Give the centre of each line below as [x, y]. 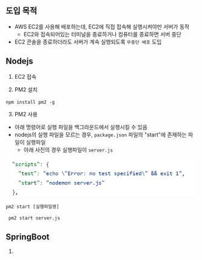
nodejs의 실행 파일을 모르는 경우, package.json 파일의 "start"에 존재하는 [101, 135]
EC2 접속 [25, 76]
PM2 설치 [26, 89]
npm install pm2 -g [30, 102]
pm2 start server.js [34, 218]
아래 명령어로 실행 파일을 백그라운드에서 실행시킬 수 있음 [81, 127]
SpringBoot [28, 237]
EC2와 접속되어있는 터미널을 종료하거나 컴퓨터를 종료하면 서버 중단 [102, 34]
